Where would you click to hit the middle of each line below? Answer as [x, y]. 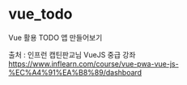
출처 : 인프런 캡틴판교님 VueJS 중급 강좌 [72, 54]
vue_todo [40, 14]
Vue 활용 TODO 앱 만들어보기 [55, 37]
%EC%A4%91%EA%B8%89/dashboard [75, 72]
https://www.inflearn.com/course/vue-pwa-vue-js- [94, 64]
